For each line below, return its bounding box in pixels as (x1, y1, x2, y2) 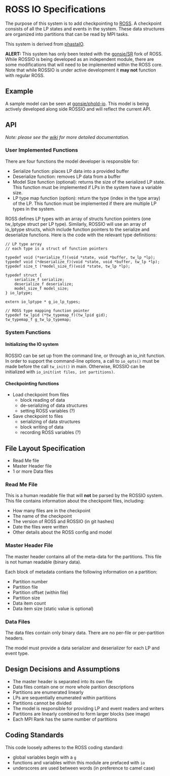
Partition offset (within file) (12, 589, 69, 595)
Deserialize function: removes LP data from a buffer (12, 173, 121, 180)
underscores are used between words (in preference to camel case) (12, 765, 155, 771)
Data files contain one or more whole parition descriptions (12, 684, 134, 690)
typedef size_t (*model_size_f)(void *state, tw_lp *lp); (5, 264, 130, 269)
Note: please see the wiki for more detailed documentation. (5, 134, 129, 140)
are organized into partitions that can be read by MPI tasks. (5, 31, 129, 37)
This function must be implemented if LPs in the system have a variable (12, 184, 162, 190)
